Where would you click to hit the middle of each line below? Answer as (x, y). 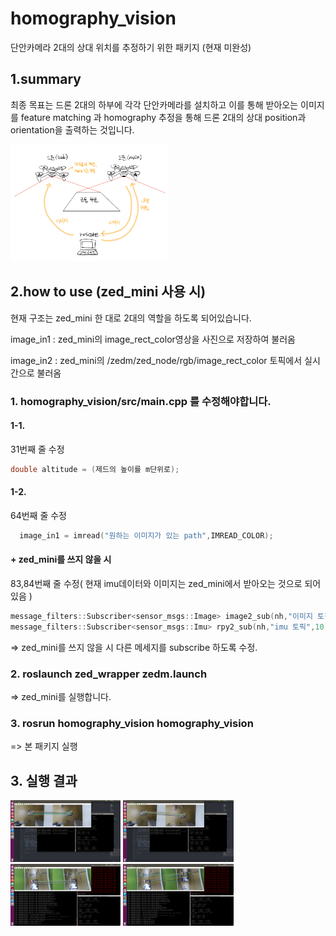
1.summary (46, 79)
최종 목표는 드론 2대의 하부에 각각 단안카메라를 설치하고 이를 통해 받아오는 (154, 104)
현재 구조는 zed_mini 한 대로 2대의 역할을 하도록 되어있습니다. (131, 318)
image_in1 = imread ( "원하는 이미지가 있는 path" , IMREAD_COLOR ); (146, 535)
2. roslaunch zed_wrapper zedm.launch (109, 674)
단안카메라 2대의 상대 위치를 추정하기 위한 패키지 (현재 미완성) (131, 47)
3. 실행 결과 (44, 780)
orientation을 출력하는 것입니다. (72, 129)
